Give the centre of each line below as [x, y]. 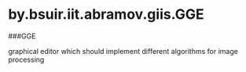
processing [26, 59]
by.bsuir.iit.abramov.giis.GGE [106, 14]
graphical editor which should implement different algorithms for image [123, 51]
